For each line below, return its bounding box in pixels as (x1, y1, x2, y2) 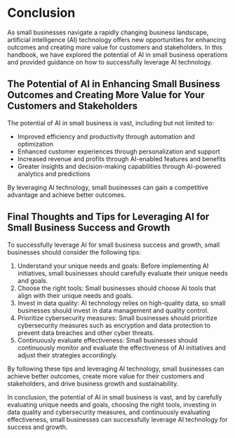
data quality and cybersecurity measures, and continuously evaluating (7, 408, 210, 416)
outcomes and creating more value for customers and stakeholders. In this (7, 43, 223, 51)
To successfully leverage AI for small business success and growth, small (7, 240, 220, 249)
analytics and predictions (17, 170, 91, 178)
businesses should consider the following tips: (7, 247, 142, 256)
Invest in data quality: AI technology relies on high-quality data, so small (17, 299, 226, 307)
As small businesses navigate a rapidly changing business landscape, (7, 28, 209, 36)
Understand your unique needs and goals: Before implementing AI (17, 261, 209, 270)
